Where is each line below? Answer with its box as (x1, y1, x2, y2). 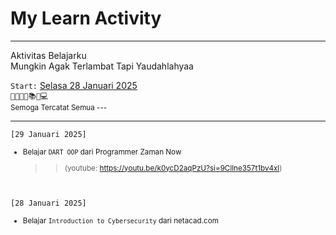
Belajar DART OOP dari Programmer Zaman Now (22, 147, 182, 157)
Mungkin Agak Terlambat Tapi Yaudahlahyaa (10, 60, 194, 72)
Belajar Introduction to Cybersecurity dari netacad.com (22, 216, 219, 226)
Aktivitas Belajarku (10, 49, 87, 61)
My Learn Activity (10, 7, 162, 30)
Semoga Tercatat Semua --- (10, 102, 108, 112)
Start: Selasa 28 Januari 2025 (10, 79, 138, 91)
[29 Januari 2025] (10, 129, 87, 139)
